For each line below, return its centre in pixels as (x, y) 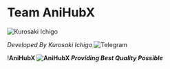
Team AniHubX (51, 13)
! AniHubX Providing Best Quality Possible (85, 58)
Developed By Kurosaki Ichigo (50, 44)
